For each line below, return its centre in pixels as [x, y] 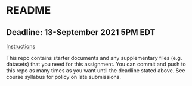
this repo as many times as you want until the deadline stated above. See [96, 71]
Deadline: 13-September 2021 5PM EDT [81, 32]
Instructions [21, 46]
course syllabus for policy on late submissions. [64, 77]
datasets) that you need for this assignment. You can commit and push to [96, 64]
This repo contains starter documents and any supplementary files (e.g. [94, 58]
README [29, 10]
